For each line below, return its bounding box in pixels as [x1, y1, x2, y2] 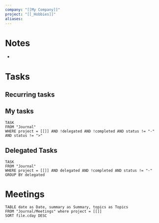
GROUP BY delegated [5, 172, 45, 177]
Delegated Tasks [5, 146, 57, 155]
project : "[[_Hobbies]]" [5, 12, 56, 17]
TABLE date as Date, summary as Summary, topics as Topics [5, 205, 129, 210]
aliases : [5, 16, 23, 21]
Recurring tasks [5, 90, 55, 99]
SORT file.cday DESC [5, 213, 48, 219]
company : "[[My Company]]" [5, 7, 60, 12]
